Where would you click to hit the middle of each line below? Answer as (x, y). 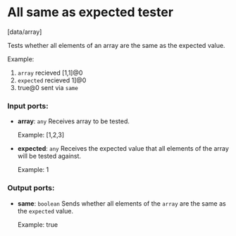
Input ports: (28, 106)
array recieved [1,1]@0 (50, 73)
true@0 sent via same (48, 87)
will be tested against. (49, 156)
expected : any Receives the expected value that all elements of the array (123, 149)
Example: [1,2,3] (41, 135)
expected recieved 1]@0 (52, 80)
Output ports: (31, 188)
